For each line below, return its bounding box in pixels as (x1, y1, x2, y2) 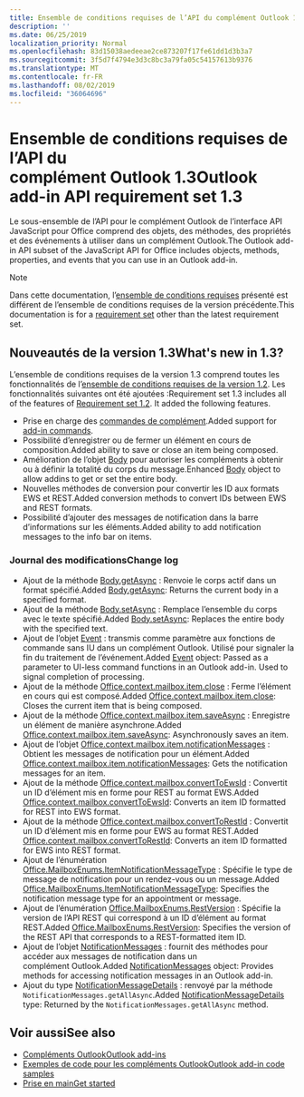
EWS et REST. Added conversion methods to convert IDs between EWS (22, 493, 287, 504)
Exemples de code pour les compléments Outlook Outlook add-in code (22, 1059, 285, 1070)
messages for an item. (22, 768, 106, 779)
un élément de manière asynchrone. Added (22, 719, 183, 730)
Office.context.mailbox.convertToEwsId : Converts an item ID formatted (22, 796, 287, 808)
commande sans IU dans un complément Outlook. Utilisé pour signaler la (22, 642, 295, 653)
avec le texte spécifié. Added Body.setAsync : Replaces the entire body (22, 613, 285, 624)
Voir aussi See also (9, 1024, 116, 1040)
